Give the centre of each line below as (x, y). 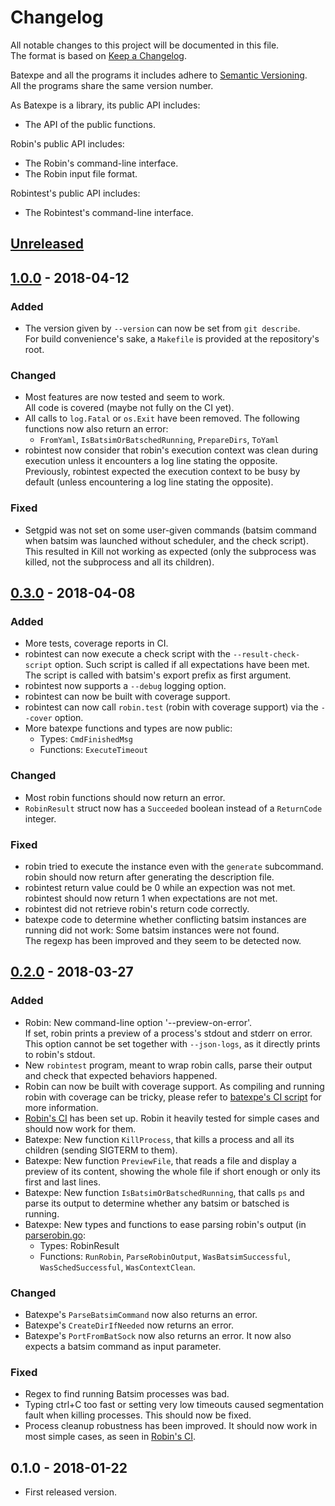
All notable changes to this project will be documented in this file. (145, 45)
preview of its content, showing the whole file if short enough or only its (172, 1171)
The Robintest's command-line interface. (109, 212)
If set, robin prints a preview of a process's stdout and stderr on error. (168, 1033)
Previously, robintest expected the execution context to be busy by (162, 472)
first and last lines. (62, 1182)
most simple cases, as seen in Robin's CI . (110, 1437)
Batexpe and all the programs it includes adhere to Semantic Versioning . (159, 75)
